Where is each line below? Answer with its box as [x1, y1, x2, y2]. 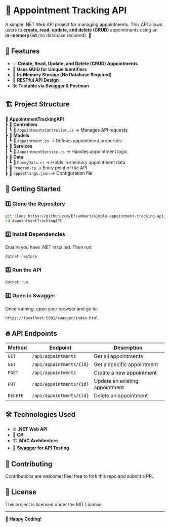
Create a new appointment [94, 369, 157, 377]
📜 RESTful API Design [12, 77, 59, 83]
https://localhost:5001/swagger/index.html [5, 315, 99, 321]
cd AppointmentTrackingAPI [5, 219, 62, 224]
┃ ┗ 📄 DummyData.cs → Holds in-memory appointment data [5, 159, 125, 165]
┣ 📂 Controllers [5, 121, 38, 128]
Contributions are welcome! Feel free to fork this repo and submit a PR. [5, 473, 153, 479]
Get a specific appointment [94, 361, 158, 368]
